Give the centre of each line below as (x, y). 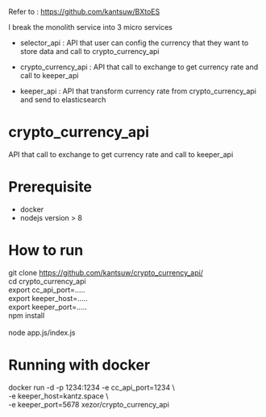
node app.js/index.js (42, 332)
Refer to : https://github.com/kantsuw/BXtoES (84, 12)
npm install (27, 315)
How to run (46, 251)
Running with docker (79, 365)
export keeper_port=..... (48, 307)
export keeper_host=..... (48, 298)
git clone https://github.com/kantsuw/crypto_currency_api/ (106, 272)
